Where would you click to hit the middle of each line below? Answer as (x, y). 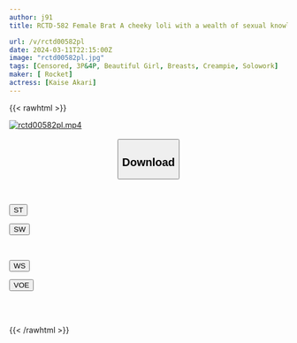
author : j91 (31, 17)
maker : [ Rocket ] (41, 75)
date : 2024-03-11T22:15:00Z (61, 50)
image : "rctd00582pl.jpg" (57, 58)
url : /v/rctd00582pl (47, 42)
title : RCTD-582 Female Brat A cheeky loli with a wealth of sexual (138, 26)
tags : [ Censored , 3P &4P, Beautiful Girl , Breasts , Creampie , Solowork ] (144, 66)
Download (148, 162)
